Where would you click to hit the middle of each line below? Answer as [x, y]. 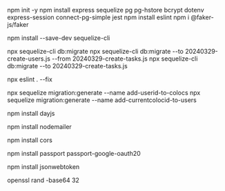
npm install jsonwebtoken [43, 167]
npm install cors [30, 140]
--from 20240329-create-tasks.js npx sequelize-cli [125, 59]
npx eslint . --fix [30, 79]
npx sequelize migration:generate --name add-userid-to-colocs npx [104, 93]
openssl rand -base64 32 [43, 180]
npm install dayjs [31, 113]
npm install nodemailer [40, 127]
